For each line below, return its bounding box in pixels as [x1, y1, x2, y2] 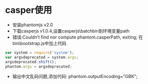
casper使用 [5, 4, 52, 16]
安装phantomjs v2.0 [12, 22, 53, 28]
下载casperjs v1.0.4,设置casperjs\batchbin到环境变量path [12, 28, 130, 34]
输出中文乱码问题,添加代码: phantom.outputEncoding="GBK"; [12, 74, 138, 80]
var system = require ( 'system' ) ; [5, 50, 74, 55]
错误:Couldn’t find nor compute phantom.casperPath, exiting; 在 [12, 34, 143, 40]
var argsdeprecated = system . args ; [5, 55, 79, 60]
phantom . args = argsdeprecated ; [5, 64, 72, 69]
